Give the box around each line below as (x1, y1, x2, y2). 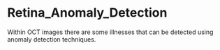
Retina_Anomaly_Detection (7, 5, 168, 21)
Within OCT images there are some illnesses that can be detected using (7, 28, 214, 36)
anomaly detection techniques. (7, 35, 96, 43)
